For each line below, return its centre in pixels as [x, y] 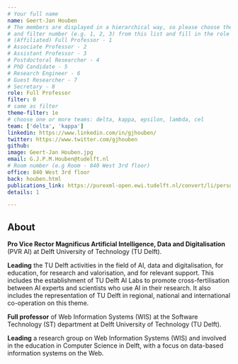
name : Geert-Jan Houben [42, 21]
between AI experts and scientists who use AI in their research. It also [109, 288]
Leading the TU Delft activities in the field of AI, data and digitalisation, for [115, 265]
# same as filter [33, 106]
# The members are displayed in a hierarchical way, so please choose [114, 27]
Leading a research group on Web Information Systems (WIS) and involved [117, 338]
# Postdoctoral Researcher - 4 [53, 60]
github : [19, 146]
